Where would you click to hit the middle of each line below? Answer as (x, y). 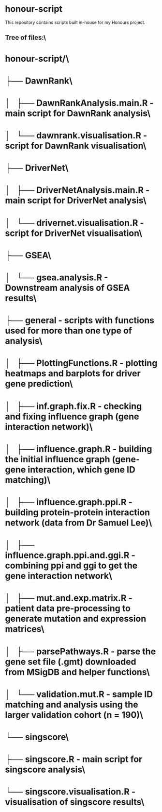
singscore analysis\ (45, 770)
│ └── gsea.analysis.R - (57, 278)
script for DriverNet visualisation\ (74, 233)
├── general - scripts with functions (80, 320)
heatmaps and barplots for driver (73, 374)
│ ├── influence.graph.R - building (79, 449)
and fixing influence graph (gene (72, 416)
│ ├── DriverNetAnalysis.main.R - (77, 190)
